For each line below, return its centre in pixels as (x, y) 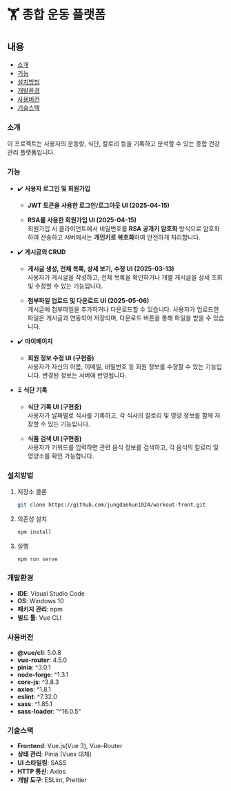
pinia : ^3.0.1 (34, 667)
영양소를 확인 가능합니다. (61, 456)
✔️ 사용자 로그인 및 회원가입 (54, 188)
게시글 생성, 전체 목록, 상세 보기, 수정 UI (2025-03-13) (101, 268)
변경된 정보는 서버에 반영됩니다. (85, 375)
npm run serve (37, 559)
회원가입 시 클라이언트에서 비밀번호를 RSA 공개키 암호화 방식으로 (114, 228)
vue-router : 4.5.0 (42, 660)
